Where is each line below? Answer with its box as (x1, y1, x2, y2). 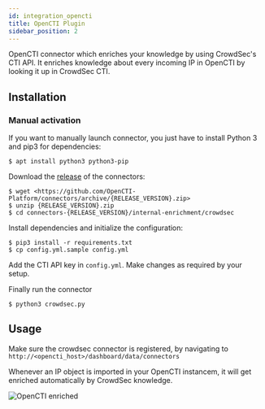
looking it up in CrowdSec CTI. (8, 67, 111, 76)
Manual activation (8, 115, 81, 126)
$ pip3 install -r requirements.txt (8, 239, 132, 247)
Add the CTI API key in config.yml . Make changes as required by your (8, 260, 242, 270)
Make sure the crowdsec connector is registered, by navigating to (8, 343, 229, 354)
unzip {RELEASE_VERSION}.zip (15, 202, 115, 210)
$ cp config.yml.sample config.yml (8, 246, 129, 255)
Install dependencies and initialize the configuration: (8, 223, 184, 233)
